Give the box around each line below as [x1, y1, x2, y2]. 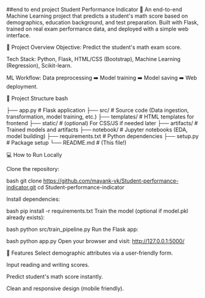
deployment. [6, 83, 38, 90]
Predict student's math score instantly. [6, 273, 103, 280]
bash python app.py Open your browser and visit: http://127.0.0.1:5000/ [6, 238, 185, 244]
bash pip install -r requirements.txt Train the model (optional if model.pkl [6, 208, 189, 214]
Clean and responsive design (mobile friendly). [6, 285, 124, 292]
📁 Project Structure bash [6, 95, 68, 102]
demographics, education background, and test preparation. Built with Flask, [6, 19, 199, 26]
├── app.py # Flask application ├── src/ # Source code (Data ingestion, [6, 107, 189, 114]
